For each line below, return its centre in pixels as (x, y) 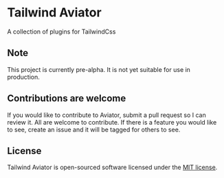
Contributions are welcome (67, 98)
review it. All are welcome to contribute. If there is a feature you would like (112, 122)
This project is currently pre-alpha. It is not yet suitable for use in (99, 69)
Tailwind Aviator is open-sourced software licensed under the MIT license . (112, 167)
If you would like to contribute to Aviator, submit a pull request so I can (107, 115)
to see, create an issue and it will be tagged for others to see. (94, 129)
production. (23, 77)
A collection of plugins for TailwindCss (61, 31)
